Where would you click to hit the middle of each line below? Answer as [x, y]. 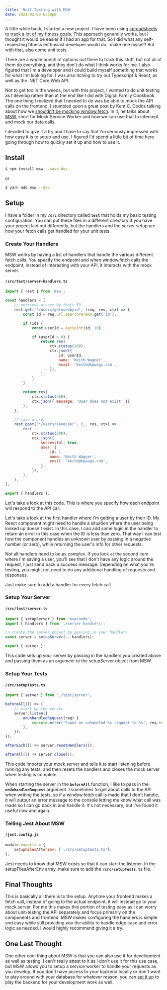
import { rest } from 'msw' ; [35, 291]
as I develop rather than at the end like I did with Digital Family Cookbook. [80, 95]
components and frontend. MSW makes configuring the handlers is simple [81, 917]
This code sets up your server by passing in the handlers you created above [83, 655]
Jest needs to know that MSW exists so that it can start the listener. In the [80, 864]
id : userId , [71, 356]
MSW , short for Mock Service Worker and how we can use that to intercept [82, 116]
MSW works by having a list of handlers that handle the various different [79, 255]
